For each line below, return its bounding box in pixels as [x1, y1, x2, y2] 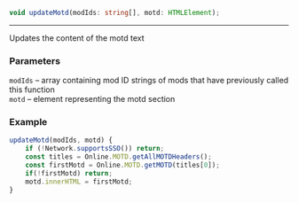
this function [9, 84, 55, 95]
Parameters [9, 54, 60, 66]
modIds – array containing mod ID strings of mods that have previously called [9, 75, 289, 86]
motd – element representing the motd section [9, 94, 176, 105]
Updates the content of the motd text [9, 32, 145, 43]
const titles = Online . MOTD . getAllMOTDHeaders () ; [25, 152, 213, 161]
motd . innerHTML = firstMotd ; [25, 177, 133, 186]
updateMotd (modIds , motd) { [9, 136, 114, 145]
